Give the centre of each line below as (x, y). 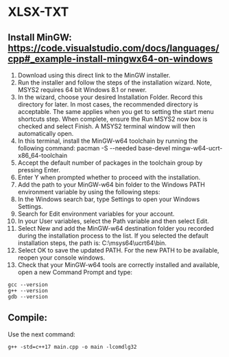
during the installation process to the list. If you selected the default (113, 235)
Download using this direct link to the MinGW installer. (94, 75)
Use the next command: (42, 334)
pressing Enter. (39, 170)
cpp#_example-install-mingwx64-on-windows (110, 59)
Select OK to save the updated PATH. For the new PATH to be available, (118, 250)
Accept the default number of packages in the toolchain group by (110, 163)
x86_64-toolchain (43, 156)
